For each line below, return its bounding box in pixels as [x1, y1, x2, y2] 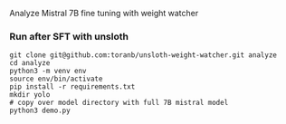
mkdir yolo [9, 91, 51, 100]
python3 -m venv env [9, 67, 88, 76]
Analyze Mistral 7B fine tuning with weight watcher [9, 8, 199, 18]
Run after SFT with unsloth [9, 30, 129, 43]
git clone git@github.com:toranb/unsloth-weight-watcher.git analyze [9, 51, 278, 60]
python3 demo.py [9, 106, 71, 116]
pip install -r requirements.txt [9, 82, 136, 91]
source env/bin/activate [9, 74, 103, 84]
